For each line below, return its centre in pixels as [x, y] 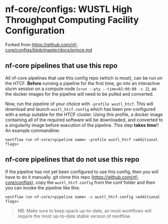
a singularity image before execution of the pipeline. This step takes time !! [82, 125]
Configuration [35, 31]
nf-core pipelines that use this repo [61, 66]
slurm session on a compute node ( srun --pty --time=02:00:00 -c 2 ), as [81, 89]
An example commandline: [33, 130]
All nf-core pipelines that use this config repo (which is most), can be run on [84, 78]
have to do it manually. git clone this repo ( [49, 177]
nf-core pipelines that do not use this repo [72, 160]
